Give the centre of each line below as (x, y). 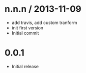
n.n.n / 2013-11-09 (43, 9)
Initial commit (25, 33)
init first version (28, 27)
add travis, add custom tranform (44, 23)
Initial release (25, 66)
